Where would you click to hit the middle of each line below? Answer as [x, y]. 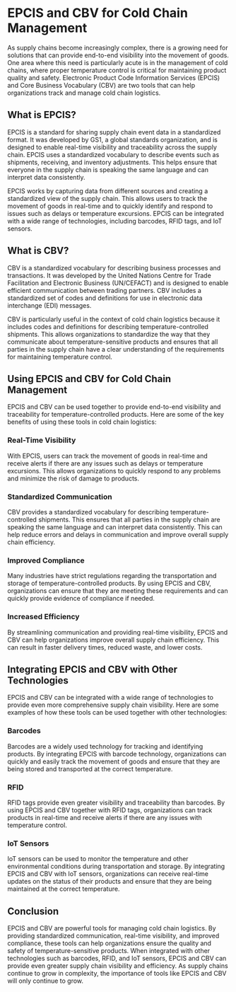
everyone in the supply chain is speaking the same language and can [108, 169]
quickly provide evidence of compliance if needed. [81, 599]
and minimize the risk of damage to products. [73, 478]
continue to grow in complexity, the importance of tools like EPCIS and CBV [117, 974]
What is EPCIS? [42, 115]
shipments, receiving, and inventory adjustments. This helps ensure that [112, 162]
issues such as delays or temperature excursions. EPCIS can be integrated [116, 213]
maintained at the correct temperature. [64, 889]
